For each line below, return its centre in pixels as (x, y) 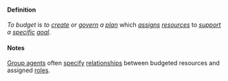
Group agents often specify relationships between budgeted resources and (113, 63)
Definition (22, 10)
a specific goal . (29, 32)
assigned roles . (28, 70)
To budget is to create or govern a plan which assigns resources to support (114, 25)
